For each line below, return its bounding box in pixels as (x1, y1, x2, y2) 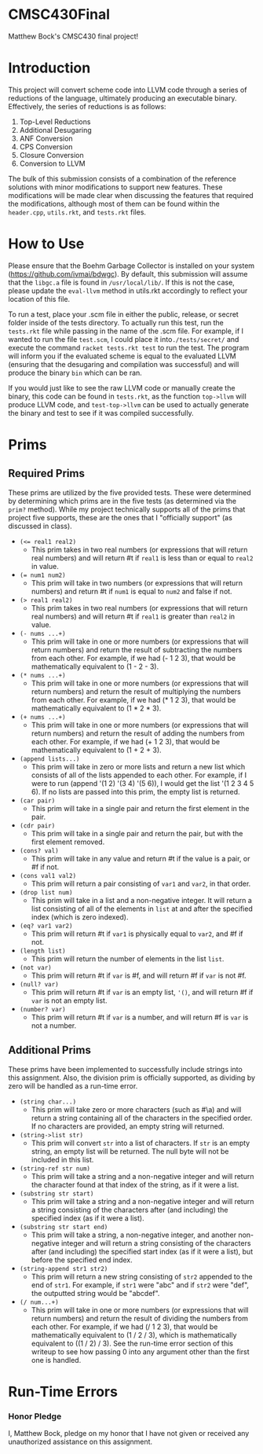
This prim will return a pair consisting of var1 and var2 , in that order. (31, 879, 251, 888)
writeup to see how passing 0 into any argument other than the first (31, 1346, 250, 1357)
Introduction (8, 59, 91, 77)
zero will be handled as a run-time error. (8, 1081, 138, 1090)
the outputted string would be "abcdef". (31, 1288, 160, 1298)
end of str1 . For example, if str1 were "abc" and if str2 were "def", (31, 1280, 250, 1290)
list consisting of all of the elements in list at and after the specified (31, 904, 253, 913)
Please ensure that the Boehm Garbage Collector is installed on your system (8, 261, 255, 270)
